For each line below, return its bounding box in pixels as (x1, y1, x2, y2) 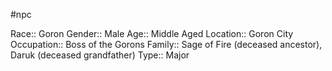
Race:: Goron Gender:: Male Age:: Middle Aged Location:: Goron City (10, 28, 294, 39)
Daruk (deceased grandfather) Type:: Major (10, 49, 190, 61)
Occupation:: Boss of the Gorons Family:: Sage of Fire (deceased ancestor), (10, 39, 323, 50)
